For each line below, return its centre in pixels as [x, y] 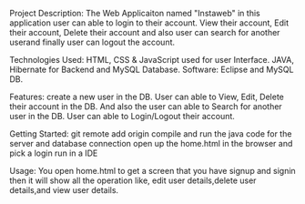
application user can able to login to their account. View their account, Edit [149, 23]
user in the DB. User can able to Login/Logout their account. [122, 116]
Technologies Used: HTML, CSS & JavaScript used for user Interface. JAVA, [152, 60]
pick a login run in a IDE [54, 153]
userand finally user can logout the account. [92, 42]
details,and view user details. [64, 190]
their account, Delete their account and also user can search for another [145, 32]
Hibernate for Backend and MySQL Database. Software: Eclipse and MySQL [152, 69]
